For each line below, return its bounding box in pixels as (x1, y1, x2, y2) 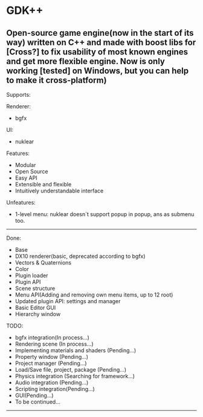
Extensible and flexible (14, 181, 72, 188)
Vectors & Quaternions (14, 259, 71, 266)
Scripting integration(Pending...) (14, 386, 95, 392)
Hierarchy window (14, 310, 61, 318)
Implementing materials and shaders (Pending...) (14, 347, 137, 354)
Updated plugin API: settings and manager (14, 298, 121, 304)
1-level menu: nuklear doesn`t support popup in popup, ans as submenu (14, 211, 195, 218)
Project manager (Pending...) (14, 360, 87, 367)
